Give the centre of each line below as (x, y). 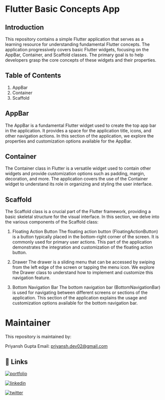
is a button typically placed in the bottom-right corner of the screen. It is (85, 237)
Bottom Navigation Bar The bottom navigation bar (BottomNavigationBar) (86, 288)
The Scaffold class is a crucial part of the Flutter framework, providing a (78, 212)
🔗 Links (16, 362)
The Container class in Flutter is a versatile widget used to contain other (78, 168)
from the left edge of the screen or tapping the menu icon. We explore (83, 267)
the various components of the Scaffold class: (52, 222)
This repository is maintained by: (38, 337)
